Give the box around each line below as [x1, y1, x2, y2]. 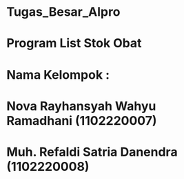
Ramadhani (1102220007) [6, 112, 157, 128]
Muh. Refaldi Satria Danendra [6, 144, 178, 160]
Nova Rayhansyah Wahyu [6, 98, 156, 114]
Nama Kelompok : [6, 67, 110, 82]
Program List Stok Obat [6, 36, 142, 51]
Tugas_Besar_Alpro [6, 4, 121, 20]
